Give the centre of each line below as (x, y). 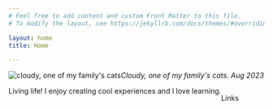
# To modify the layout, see (58, 23)
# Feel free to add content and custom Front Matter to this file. (125, 16)
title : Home (28, 45)
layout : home (30, 38)
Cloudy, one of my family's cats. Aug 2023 (192, 75)
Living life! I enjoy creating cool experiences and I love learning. (115, 91)
